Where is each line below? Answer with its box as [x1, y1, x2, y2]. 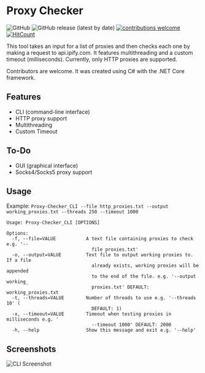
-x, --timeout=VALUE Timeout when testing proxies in [12, 311, 172, 317]
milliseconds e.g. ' [6, 316, 60, 323]
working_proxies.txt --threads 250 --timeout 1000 [6, 209, 139, 215]
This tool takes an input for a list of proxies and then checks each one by [6, 42, 190, 50]
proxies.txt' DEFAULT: [91, 284, 150, 291]
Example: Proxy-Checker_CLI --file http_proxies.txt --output [6, 202, 169, 210]
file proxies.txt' [91, 246, 139, 253]
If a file [6, 257, 32, 264]
